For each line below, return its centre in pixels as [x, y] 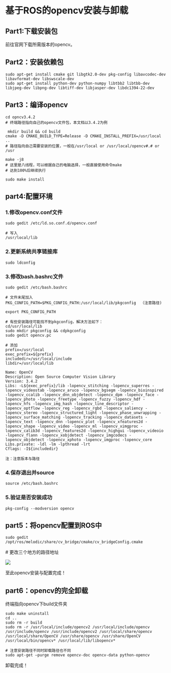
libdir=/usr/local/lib [29, 363]
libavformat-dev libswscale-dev [40, 79]
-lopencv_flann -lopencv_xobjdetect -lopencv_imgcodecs [66, 435]
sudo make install [25, 179]
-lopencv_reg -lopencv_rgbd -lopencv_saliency [92, 408]
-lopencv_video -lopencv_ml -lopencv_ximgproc [88, 426]
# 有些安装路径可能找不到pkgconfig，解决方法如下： [54, 322]
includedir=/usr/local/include [39, 359]
